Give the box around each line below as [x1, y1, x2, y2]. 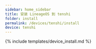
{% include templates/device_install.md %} [5, 38, 92, 44]
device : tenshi [5, 25, 36, 30]
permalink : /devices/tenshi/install [5, 20, 79, 26]
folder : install [5, 16, 38, 21]
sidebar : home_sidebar [5, 7, 51, 12]
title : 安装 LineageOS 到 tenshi [5, 12, 71, 16]
